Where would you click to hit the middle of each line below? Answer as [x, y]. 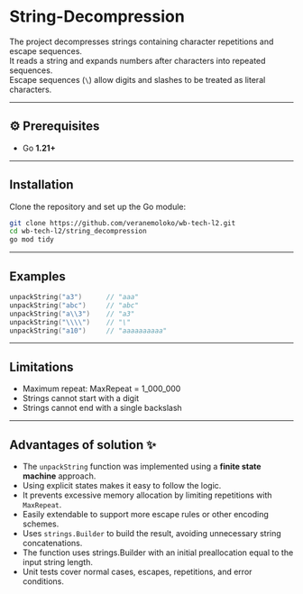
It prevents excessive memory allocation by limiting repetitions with [147, 495]
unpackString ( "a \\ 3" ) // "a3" [72, 314]
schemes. [41, 524]
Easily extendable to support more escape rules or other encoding [145, 514]
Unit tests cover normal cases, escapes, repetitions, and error [137, 571]
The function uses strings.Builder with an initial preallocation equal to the [158, 553]
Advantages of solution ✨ [83, 445]
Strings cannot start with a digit [81, 398]
